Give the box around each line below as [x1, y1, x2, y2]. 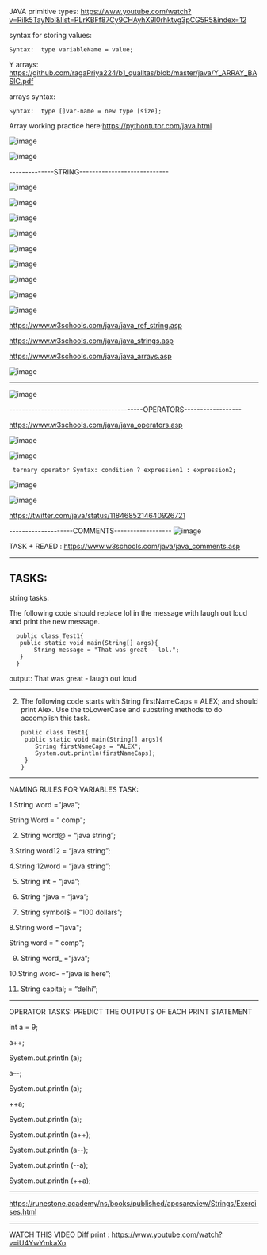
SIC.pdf [9, 77, 34, 86]
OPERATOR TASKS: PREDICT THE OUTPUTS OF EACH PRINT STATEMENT [9, 1006, 253, 1017]
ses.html [9, 1207, 37, 1216]
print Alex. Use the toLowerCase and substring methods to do [20, 704, 223, 714]
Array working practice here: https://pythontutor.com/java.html [9, 121, 212, 130]
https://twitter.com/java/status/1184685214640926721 [9, 511, 186, 520]
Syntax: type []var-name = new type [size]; [9, 107, 162, 115]
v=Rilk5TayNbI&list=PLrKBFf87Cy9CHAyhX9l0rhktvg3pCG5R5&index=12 [9, 15, 247, 25]
